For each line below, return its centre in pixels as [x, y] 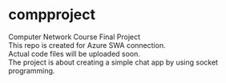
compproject [52, 15]
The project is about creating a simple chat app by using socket [113, 62]
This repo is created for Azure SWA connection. [87, 45]
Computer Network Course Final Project [75, 37]
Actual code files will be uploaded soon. [74, 53]
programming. [32, 70]
